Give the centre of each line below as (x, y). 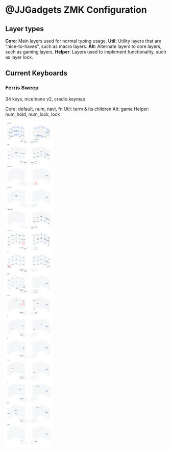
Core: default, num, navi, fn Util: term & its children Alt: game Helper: (77, 109)
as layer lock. (19, 57)
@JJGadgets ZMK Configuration (76, 10)
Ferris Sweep (22, 88)
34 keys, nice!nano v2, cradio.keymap (45, 99)
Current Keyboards (36, 73)
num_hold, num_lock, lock (33, 114)
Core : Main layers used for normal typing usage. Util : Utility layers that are (83, 41)
